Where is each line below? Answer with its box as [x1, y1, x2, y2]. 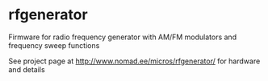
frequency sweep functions [8, 40, 100, 50]
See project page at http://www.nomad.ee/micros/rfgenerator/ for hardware [8, 56, 261, 66]
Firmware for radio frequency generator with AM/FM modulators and [8, 32, 237, 42]
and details [8, 64, 46, 74]
